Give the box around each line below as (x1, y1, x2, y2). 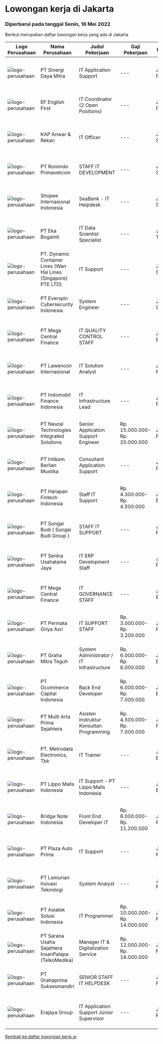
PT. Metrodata (40, 746, 73, 753)
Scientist (79, 231, 99, 238)
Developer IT (79, 819, 109, 826)
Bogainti (40, 234, 60, 240)
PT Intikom (40, 456, 65, 462)
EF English (40, 99, 65, 105)
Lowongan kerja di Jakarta (5, 3, 114, 15)
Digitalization (79, 945, 109, 952)
